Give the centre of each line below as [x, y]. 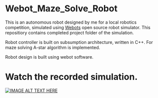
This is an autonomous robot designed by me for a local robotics [71, 22]
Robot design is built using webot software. [49, 57]
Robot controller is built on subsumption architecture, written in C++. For [79, 42]
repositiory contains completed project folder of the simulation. [69, 33]
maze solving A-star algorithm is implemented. [53, 47]
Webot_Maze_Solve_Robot [61, 9]
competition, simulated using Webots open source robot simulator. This [78, 27]
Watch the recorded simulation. [71, 77]
